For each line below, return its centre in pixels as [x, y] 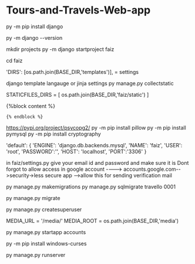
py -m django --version [34, 38]
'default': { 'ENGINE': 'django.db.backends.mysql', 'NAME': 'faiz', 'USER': [94, 145]
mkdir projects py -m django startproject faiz [60, 49]
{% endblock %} [25, 117]
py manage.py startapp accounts [46, 232]
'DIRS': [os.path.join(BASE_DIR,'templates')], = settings [73, 72]
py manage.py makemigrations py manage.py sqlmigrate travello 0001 [91, 187]
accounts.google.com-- [152, 169]
